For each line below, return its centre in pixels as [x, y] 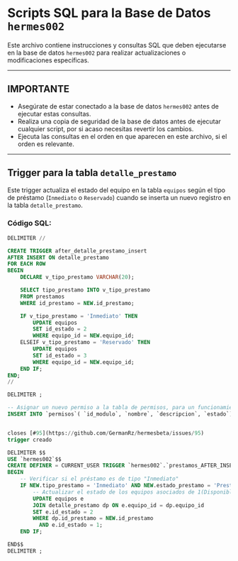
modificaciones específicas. [49, 60]
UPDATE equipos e [58, 499]
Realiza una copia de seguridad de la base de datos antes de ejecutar [119, 121]
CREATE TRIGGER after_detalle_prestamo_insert [77, 251]
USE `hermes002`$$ [34, 459]
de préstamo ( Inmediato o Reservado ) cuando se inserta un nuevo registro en [119, 197]
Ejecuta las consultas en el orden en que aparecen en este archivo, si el [122, 136]
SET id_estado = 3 [60, 355]
